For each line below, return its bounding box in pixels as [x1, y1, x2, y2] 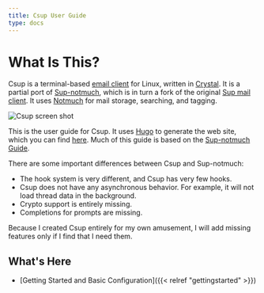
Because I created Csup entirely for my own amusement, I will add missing [8, 223, 251, 233]
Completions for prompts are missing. [19, 207, 143, 218]
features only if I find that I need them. [8, 231, 133, 242]
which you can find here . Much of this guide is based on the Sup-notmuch [8, 135, 251, 145]
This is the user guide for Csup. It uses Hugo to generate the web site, [8, 127, 237, 136]
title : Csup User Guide [8, 11, 87, 20]
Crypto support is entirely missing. [19, 200, 133, 209]
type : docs [8, 19, 44, 27]
